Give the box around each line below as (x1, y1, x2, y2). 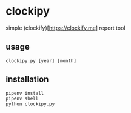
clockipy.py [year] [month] (5, 57, 77, 64)
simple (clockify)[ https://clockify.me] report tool (5, 24, 126, 31)
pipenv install (5, 90, 44, 96)
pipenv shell (5, 95, 39, 102)
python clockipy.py (5, 101, 55, 107)
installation (5, 74, 49, 85)
